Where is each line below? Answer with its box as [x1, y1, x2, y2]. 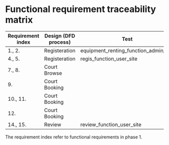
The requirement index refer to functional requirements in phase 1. [5, 134, 142, 140]
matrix [5, 14, 33, 26]
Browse [44, 69, 62, 76]
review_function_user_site [80, 121, 142, 128]
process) [48, 39, 71, 46]
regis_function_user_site [80, 55, 138, 62]
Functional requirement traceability [5, 4, 156, 15]
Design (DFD [44, 32, 75, 39]
